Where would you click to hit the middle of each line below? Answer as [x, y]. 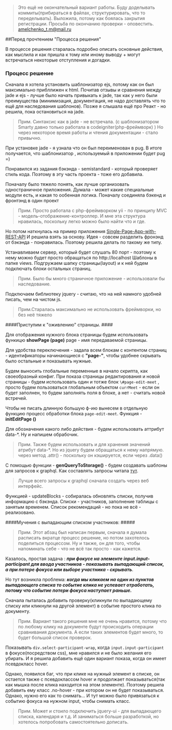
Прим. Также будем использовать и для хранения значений [84, 445]
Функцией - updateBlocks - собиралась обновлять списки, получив [79, 496]
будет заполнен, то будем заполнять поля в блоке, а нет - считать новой [85, 393]
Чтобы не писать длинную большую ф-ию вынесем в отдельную [77, 408]
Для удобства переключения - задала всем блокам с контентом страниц [86, 350]
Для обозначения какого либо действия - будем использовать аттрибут [85, 429]
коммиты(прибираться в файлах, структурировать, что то [81, 13]
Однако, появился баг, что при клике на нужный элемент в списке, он [83, 674]
